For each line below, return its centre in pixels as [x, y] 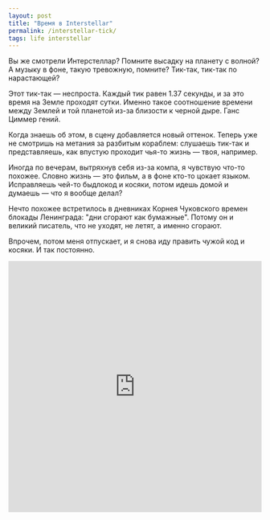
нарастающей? [34, 78]
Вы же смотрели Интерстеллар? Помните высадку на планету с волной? [134, 61]
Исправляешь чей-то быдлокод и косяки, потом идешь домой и [119, 185]
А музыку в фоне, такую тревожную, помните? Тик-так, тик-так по [123, 70]
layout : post [30, 16]
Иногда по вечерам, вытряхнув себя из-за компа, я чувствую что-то [127, 168]
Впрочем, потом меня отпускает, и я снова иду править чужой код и [127, 241]
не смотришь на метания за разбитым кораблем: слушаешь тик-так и [129, 143]
